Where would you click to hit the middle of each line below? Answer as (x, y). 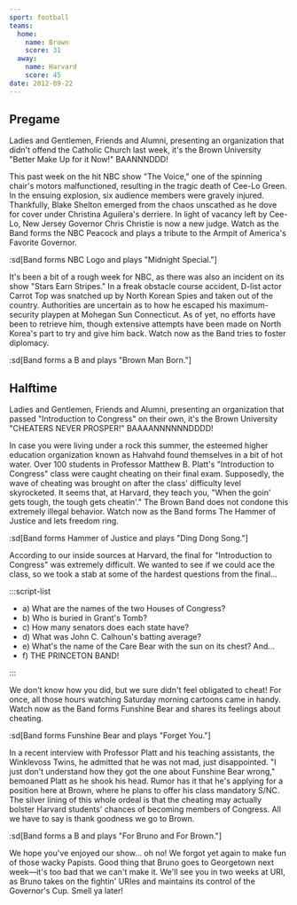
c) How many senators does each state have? (105, 627)
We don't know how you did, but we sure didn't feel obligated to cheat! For (145, 690)
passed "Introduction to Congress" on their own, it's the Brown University (143, 419)
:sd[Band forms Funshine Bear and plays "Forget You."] (110, 736)
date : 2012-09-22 (41, 83)
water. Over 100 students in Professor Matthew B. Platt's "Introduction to (142, 464)
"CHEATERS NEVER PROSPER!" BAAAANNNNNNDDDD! (112, 429)
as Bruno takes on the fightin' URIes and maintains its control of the (132, 881)
